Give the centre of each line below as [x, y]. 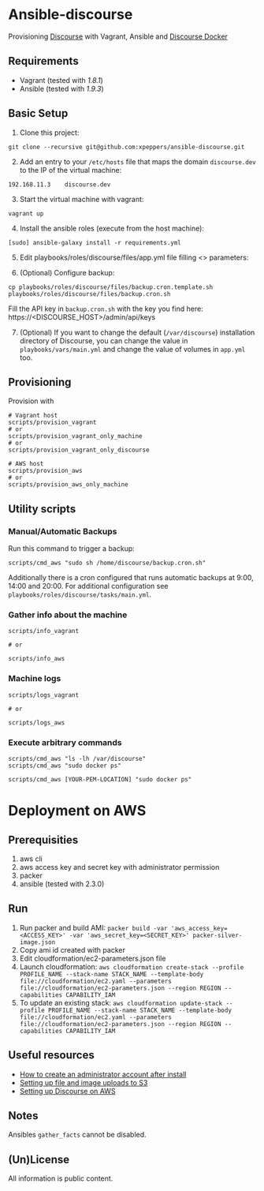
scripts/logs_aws [37, 723]
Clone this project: [49, 133]
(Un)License [39, 1159]
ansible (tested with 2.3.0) [62, 884]
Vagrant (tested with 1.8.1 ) [61, 80]
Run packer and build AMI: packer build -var [93, 927]
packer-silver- [218, 935]
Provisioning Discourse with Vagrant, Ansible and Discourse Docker [118, 36]
